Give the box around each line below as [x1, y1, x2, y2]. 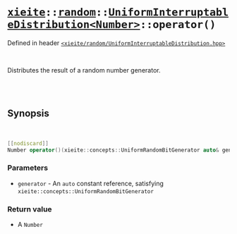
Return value [7, 204, 52, 214]
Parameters [7, 163, 48, 173]
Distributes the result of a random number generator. [7, 66, 161, 74]
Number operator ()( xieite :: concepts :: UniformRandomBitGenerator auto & [7, 147, 219, 154]
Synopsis [7, 108, 49, 120]
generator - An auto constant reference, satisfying [17, 179, 164, 187]
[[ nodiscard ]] [7, 140, 49, 147]
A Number [17, 221, 44, 229]
